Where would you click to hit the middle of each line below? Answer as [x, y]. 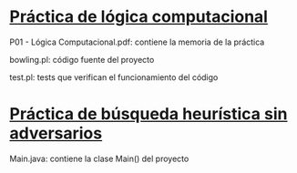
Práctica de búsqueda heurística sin [148, 114]
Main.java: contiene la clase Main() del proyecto [99, 158]
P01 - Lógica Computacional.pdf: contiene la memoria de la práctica [137, 42]
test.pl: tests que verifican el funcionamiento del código [114, 77]
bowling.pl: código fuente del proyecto [82, 59]
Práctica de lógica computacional [139, 17]
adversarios [56, 133]
